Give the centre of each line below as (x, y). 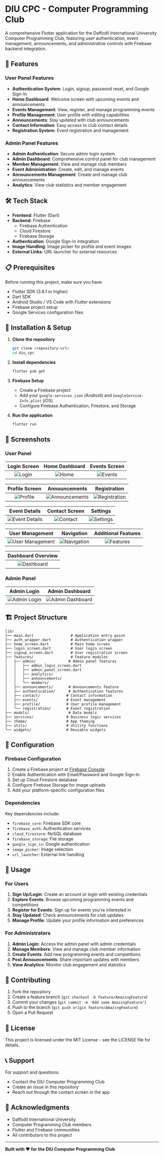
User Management (31, 533)
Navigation (75, 533)
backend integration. (26, 49)
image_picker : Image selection (42, 849)
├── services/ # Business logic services (63, 717)
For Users (17, 884)
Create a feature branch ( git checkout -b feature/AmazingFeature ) (80, 997)
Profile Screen (24, 489)
